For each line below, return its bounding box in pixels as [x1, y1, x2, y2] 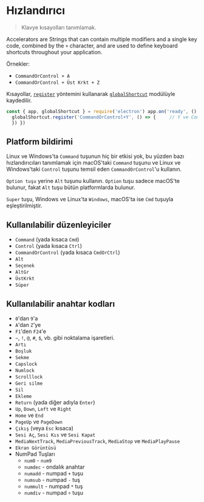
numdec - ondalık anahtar [24, 463, 85, 470]
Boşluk [15, 348, 32, 354]
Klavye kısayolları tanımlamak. [21, 24, 97, 31]
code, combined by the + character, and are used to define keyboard [6, 42, 178, 49]
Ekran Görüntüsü [15, 445, 56, 451]
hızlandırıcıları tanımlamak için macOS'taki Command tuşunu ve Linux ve [6, 159, 181, 167]
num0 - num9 [24, 457, 52, 464]
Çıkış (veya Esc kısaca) [15, 425, 74, 432]
